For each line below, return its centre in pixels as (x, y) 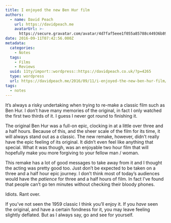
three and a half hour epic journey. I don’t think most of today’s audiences (82, 173)
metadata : (16, 43)
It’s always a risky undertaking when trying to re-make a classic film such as (85, 105)
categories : (23, 48)
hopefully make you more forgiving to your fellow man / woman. (72, 153)
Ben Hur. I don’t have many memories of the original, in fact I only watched (83, 110)
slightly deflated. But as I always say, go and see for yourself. (69, 215)
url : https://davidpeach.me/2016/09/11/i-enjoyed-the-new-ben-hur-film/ (89, 81)
